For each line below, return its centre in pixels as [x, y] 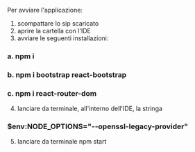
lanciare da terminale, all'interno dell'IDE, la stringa [90, 109]
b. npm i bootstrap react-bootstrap [67, 74]
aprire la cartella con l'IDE [54, 31]
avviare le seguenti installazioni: [63, 38]
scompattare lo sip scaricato [58, 23]
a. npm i [21, 56]
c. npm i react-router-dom [52, 93]
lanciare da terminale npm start [62, 142]
